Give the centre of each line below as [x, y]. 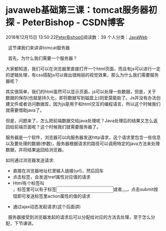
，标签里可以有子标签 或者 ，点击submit [83, 189]
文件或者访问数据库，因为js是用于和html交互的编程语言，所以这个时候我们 [85, 104]
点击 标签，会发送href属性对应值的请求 [52, 177]
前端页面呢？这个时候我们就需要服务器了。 [57, 127]
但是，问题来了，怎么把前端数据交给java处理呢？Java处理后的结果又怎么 [80, 120]
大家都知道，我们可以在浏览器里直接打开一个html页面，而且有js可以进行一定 [83, 69]
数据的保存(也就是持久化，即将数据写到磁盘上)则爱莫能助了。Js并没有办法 [81, 97]
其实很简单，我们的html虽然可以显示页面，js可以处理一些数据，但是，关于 [81, 92]
